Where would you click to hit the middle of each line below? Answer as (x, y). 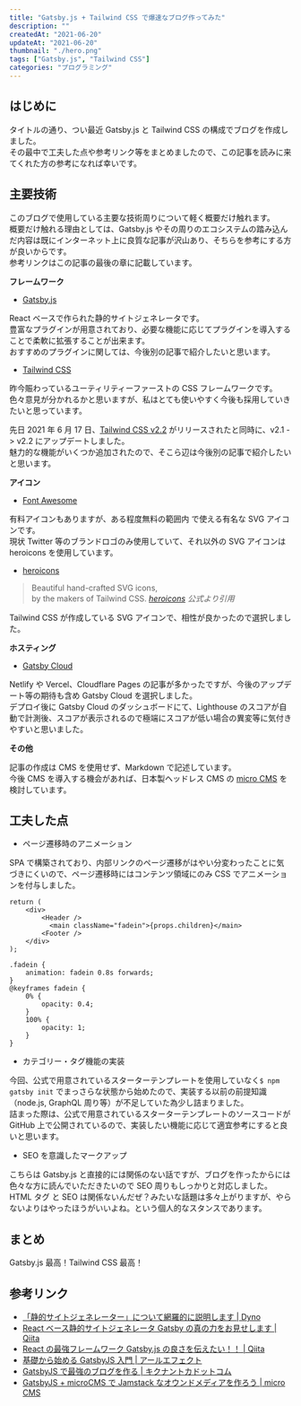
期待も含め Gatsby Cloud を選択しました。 (118, 695)
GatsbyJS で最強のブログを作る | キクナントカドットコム (127, 1371)
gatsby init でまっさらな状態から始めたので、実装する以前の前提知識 (138, 1092)
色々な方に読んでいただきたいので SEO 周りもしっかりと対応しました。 (141, 1186)
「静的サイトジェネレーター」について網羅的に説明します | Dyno (142, 1316)
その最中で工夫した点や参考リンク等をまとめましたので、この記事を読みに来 (150, 152)
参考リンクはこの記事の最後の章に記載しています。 (103, 262)
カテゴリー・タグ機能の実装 (73, 1061)
